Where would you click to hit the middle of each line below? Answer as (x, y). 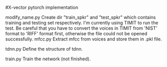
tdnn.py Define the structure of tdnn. (44, 49)
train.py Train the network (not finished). (48, 59)
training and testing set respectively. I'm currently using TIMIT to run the (82, 23)
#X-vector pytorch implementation (42, 7)
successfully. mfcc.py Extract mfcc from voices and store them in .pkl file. (84, 39)
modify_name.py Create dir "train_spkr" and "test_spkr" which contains (80, 17)
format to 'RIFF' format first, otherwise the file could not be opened (76, 33)
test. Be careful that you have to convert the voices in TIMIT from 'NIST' (81, 28)
